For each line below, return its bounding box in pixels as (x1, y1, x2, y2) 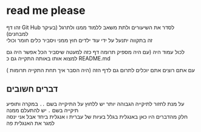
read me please (6, 4, 86, 18)
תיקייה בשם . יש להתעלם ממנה (6, 107, 79, 114)
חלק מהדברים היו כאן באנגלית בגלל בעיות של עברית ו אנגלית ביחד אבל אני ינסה (6, 113, 188, 120)
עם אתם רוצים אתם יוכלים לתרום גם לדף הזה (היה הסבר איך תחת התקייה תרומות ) (6, 66, 196, 73)
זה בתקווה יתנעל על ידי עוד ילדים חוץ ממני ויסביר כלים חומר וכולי (6, 36, 153, 44)
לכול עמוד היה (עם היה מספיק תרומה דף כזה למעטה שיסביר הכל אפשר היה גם (6, 48, 185, 55)
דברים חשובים (6, 84, 58, 94)
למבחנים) (6, 30, 29, 37)
